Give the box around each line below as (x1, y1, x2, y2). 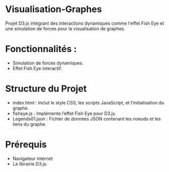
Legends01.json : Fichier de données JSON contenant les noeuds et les (12, 116, 161, 122)
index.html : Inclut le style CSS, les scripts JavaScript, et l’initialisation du (12, 99, 164, 105)
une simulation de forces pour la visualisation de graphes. (5, 25, 126, 31)
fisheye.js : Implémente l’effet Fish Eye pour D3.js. (12, 110, 117, 117)
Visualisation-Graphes (5, 4, 102, 15)
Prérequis (5, 139, 47, 150)
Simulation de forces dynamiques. (12, 60, 84, 66)
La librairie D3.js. (12, 160, 48, 167)
